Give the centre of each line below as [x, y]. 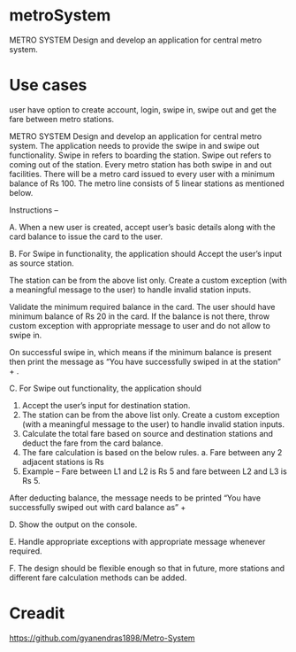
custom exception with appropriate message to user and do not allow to [140, 325]
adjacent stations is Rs [63, 462]
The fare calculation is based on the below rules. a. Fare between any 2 [152, 452]
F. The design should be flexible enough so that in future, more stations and [147, 568]
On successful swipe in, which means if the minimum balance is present [140, 352]
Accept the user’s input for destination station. [106, 405]
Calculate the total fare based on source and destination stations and [148, 433]
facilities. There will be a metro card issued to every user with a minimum [142, 174]
